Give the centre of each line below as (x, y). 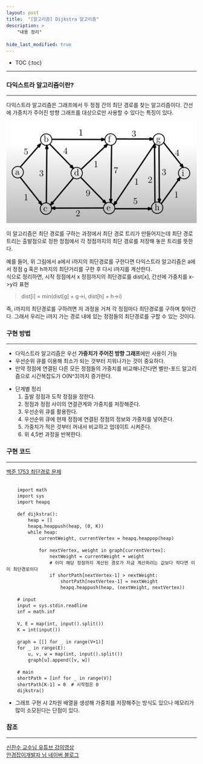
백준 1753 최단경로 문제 (34, 471)
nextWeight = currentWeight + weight (97, 557)
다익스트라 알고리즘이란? (40, 85)
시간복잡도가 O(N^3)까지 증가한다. (72, 376)
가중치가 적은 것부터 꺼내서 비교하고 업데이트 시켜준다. (88, 427)
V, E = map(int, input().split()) (60, 624)
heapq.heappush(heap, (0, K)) (66, 526)
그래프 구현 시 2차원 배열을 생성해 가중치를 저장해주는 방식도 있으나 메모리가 (105, 702)
